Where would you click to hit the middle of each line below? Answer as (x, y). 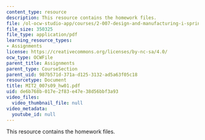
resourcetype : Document (37, 80)
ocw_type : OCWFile (30, 57)
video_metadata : (27, 109)
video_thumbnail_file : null (48, 103)
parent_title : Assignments (41, 63)
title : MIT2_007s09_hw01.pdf (43, 86)
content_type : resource (37, 12)
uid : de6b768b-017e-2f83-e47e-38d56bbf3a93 (63, 92)
